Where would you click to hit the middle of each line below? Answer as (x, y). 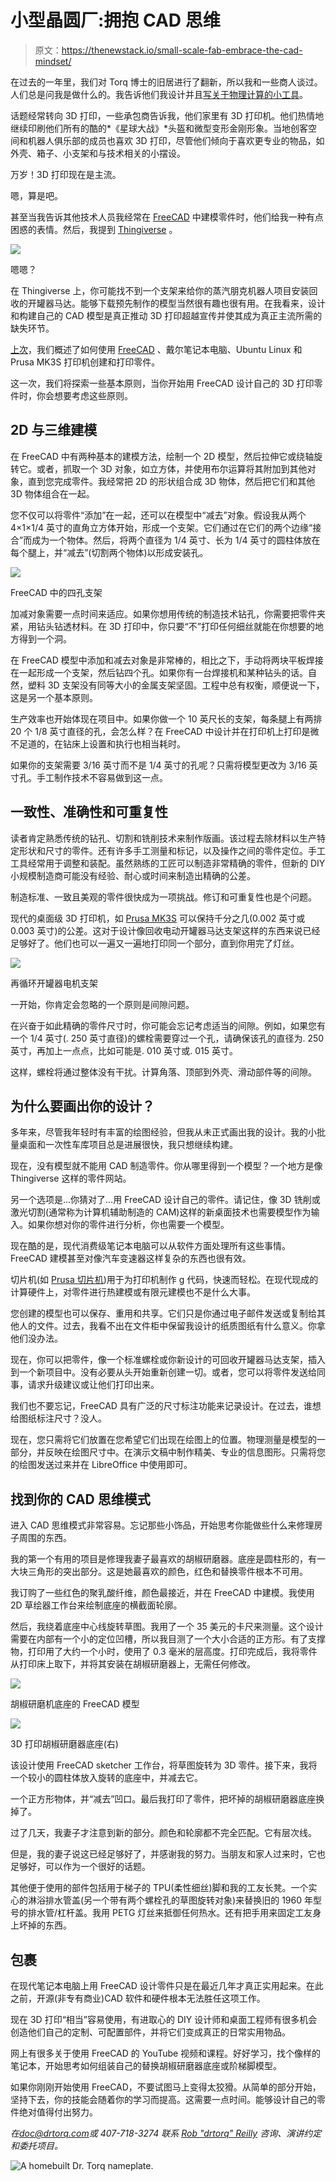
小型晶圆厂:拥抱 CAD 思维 (115, 20)
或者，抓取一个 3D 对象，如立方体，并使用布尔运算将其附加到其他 (172, 468)
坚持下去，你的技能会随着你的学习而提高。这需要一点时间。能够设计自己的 (163, 2099)
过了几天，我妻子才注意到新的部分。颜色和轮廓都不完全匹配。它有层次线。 (163, 1833)
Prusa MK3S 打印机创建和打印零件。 (85, 362)
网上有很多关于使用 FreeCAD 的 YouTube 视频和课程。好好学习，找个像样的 (166, 2053)
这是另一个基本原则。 (54, 697)
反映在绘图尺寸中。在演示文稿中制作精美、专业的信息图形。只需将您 (185, 1452)
